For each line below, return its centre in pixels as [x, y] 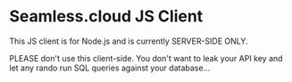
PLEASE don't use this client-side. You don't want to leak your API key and [146, 58]
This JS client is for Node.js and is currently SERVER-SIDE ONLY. [129, 41]
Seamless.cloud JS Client [106, 16]
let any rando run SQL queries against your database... [110, 68]
